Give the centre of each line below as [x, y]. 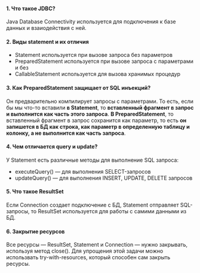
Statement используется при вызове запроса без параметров [94, 55]
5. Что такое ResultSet [35, 192]
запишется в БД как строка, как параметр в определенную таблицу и [98, 126]
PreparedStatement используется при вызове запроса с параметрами [104, 61]
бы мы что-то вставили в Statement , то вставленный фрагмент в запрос [100, 107]
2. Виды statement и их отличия [48, 41]
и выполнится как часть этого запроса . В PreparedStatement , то [90, 114]
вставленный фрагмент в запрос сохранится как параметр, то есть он [96, 120]
